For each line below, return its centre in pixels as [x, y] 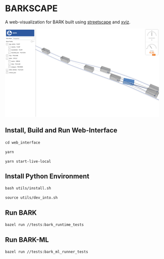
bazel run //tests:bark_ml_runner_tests [47, 252]
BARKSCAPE [31, 9]
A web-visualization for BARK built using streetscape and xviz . [68, 22]
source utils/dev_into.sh [31, 198]
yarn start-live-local [28, 161]
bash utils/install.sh [28, 188]
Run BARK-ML [27, 240]
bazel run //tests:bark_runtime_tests [44, 225]
